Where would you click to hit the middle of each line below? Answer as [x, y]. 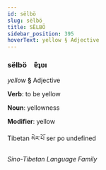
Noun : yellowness [34, 108]
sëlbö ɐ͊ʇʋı [27, 65]
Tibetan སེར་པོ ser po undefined [52, 138]
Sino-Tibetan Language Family [52, 159]
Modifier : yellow [31, 122]
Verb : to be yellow [34, 94]
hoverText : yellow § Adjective [53, 40]
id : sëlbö [22, 14]
